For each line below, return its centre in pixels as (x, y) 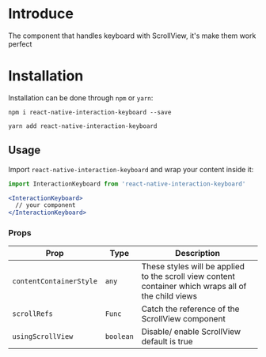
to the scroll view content (188, 276)
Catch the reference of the (190, 309)
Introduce (41, 14)
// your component (46, 205)
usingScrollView (43, 337)
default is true (167, 342)
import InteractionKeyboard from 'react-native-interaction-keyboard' (127, 184)
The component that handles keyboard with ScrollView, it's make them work (132, 36)
